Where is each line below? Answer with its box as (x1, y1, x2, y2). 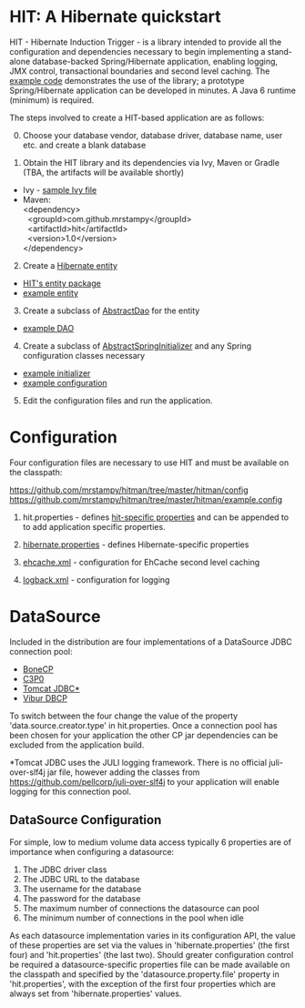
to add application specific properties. (22, 521, 166, 532)
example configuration (22, 377, 107, 388)
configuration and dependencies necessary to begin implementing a (9, 46, 266, 56)
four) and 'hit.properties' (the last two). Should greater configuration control (9, 949, 294, 960)
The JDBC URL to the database (22, 873, 140, 884)
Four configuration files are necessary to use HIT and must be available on (9, 457, 290, 468)
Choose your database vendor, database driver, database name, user (22, 129, 283, 140)
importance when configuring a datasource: (9, 846, 175, 857)
